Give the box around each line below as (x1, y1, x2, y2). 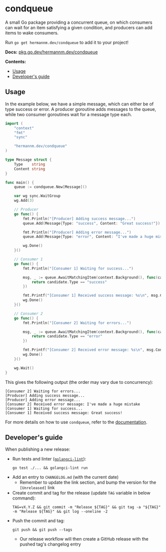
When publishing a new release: (5, 446, 71, 453)
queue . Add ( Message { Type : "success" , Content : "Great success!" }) (23, 221, 161, 226)
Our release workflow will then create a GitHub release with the (19, 536, 149, 542)
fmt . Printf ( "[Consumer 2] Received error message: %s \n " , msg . (23, 347, 156, 353)
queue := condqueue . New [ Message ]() (14, 184, 87, 189)
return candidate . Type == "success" (31, 279, 107, 284)
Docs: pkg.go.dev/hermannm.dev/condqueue (5, 49, 98, 55)
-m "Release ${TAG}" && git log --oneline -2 (12, 509, 108, 514)
